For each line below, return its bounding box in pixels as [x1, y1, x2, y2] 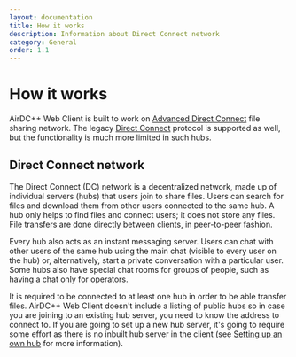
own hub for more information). [9, 338, 124, 348]
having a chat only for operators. [9, 274, 129, 284]
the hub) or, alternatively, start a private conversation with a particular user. [9, 254, 284, 266]
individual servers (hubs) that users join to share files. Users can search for [9, 190, 284, 201]
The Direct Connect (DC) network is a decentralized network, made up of [9, 181, 277, 191]
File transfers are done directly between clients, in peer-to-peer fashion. [9, 219, 273, 229]
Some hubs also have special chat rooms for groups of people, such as [9, 264, 269, 275]
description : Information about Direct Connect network [9, 29, 220, 38]
